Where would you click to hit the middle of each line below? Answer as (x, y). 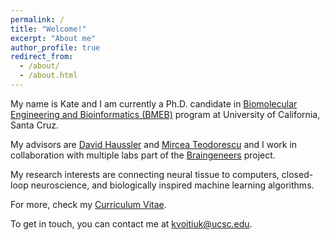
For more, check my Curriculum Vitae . (88, 204)
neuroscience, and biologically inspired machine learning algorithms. (172, 185)
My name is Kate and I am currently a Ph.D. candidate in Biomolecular (154, 103)
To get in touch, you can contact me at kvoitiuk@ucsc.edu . (131, 223)
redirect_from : (42, 57)
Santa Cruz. (35, 125)
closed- (297, 174)
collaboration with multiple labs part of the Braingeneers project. (143, 155)
